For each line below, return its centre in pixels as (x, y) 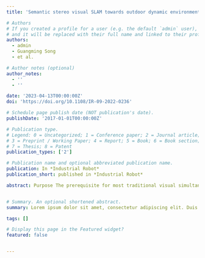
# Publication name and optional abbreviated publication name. (90, 163)
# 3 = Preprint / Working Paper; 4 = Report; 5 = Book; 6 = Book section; (103, 141)
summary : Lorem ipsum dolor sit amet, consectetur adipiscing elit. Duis (102, 207)
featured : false (27, 235)
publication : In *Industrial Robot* (53, 169)
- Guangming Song (34, 52)
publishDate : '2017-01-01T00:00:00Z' (54, 118)
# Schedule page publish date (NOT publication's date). (80, 113)
